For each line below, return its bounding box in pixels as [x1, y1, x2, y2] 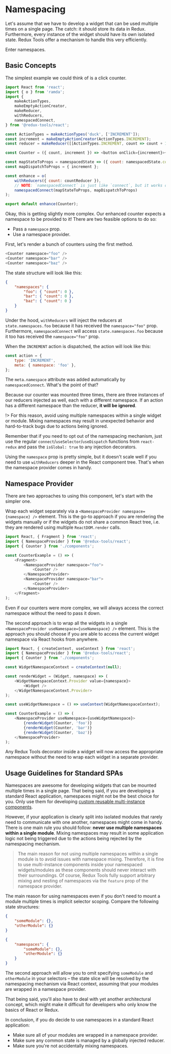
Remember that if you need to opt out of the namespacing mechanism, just [5, 433, 162, 439]
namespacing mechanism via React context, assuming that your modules [5, 981, 159, 987]
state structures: [5, 904, 40, 910]
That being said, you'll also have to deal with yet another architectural [5, 996, 151, 1002]
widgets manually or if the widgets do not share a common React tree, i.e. [5, 519, 160, 525]
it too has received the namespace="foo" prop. [5, 333, 100, 339]
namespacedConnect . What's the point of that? [5, 382, 98, 388]
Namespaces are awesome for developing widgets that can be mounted [5, 782, 157, 788]
